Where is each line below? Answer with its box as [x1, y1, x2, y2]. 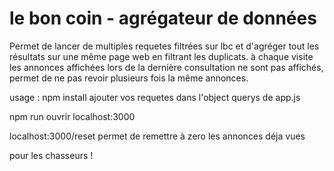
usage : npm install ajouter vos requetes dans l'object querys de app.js [9, 91, 301, 103]
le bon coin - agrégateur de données [9, 7, 317, 30]
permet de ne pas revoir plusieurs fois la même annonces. [9, 72, 249, 84]
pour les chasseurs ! [9, 149, 94, 161]
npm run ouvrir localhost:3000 [9, 110, 136, 122]
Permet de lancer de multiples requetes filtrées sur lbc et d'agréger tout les [9, 40, 320, 52]
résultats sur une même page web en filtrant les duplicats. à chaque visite [9, 50, 314, 62]
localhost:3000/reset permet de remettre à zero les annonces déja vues [9, 130, 306, 142]
